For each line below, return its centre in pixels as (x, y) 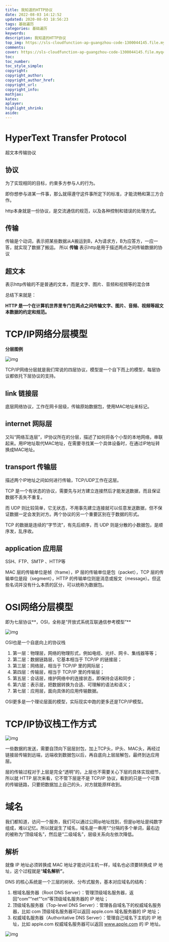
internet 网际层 (29, 424)
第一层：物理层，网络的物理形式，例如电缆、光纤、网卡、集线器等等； (85, 653)
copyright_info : (22, 89)
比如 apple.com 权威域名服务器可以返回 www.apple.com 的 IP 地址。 (92, 924)
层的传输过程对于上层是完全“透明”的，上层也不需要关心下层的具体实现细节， (84, 772)
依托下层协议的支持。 (36, 376)
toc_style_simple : (24, 66)
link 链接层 (22, 393)
